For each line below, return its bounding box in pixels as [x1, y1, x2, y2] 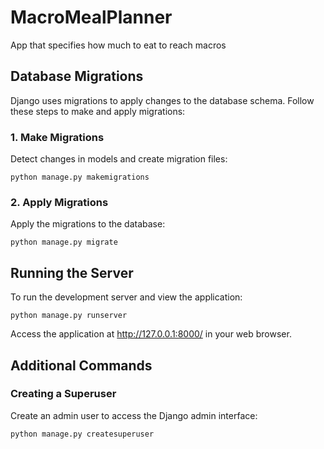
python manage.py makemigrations [10, 172, 150, 183]
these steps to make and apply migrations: [10, 105, 186, 117]
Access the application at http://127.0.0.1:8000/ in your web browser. [10, 328, 292, 340]
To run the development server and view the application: [10, 291, 243, 303]
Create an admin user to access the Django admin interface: [10, 409, 258, 421]
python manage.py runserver [10, 311, 128, 321]
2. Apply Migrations [10, 195, 109, 209]
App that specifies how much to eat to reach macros [10, 39, 227, 51]
